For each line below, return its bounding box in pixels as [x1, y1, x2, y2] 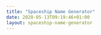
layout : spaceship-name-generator [6, 20, 93, 26]
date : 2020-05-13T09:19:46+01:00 [6, 14, 90, 20]
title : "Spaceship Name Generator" [6, 8, 96, 15]
